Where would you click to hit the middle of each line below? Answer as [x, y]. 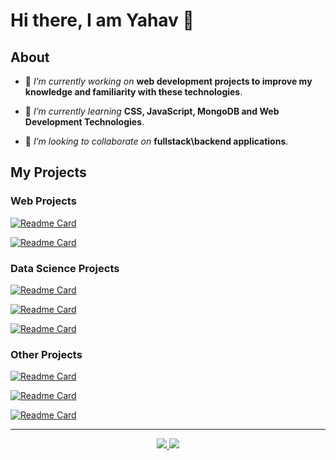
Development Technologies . [84, 122]
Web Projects [43, 201]
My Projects [48, 172]
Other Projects [46, 354]
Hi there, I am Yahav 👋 [102, 20]
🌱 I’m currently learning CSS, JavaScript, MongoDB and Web [152, 111]
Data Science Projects [65, 268]
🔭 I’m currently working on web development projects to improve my [168, 81]
